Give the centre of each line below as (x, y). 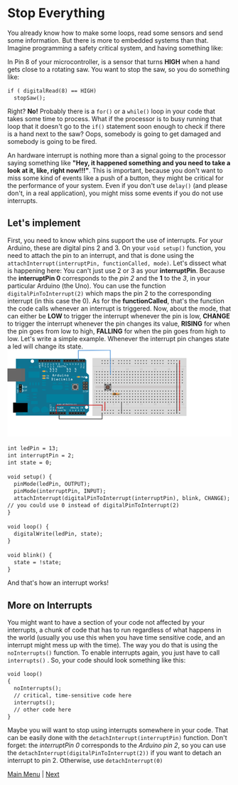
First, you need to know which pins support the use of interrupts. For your (115, 240)
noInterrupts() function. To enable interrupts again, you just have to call (114, 653)
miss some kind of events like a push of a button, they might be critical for (115, 178)
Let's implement (44, 223)
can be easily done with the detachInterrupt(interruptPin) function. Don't (117, 738)
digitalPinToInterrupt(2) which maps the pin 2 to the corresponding (109, 293)
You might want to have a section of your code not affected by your (106, 623)
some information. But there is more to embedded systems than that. (108, 40)
